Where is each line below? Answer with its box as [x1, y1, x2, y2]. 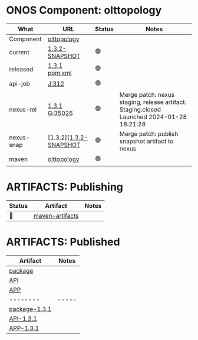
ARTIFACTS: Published [6, 236, 120, 249]
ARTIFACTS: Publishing [6, 181, 124, 194]
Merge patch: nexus [119, 90, 175, 99]
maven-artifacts [33, 211, 79, 220]
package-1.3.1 [9, 305, 52, 313]
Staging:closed [119, 105, 161, 113]
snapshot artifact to [119, 137, 174, 145]
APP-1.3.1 [9, 324, 39, 332]
